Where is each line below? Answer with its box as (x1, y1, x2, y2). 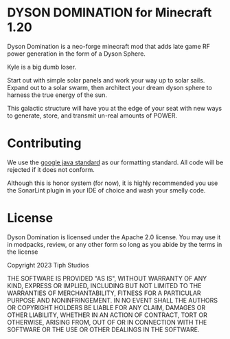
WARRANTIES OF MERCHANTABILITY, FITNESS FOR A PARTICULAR (7, 289, 201, 297)
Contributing (7, 135, 82, 151)
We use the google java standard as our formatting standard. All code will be (7, 158, 224, 166)
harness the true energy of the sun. (7, 91, 108, 99)
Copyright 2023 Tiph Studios (7, 261, 89, 269)
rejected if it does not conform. (7, 165, 95, 173)
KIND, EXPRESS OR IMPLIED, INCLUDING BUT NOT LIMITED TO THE (7, 281, 202, 289)
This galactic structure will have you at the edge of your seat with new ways (7, 104, 222, 112)
